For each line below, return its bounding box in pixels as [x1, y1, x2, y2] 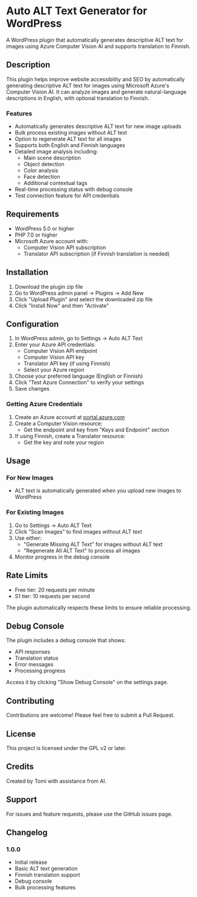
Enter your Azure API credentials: [14, 341, 96, 348]
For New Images [6, 474, 54, 482]
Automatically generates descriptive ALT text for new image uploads [14, 123, 182, 130]
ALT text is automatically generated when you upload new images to [14, 487, 182, 494]
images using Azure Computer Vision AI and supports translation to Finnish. [6, 43, 190, 50]
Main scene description [23, 154, 81, 161]
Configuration [6, 319, 59, 330]
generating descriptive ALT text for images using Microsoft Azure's [6, 82, 170, 89]
